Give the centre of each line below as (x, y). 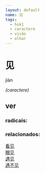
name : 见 (14, 15)
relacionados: (23, 135)
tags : (11, 19)
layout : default (22, 10)
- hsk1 (17, 24)
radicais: (17, 121)
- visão (18, 34)
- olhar (18, 39)
